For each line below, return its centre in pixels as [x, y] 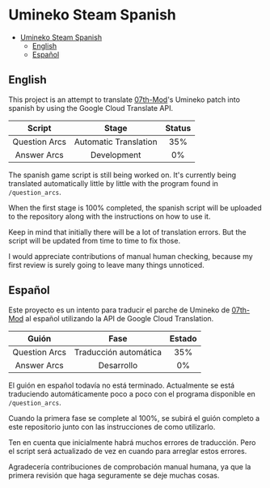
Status [178, 128]
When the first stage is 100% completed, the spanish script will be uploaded [135, 207]
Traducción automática [118, 352]
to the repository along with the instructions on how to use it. [110, 216]
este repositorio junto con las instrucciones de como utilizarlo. [112, 426]
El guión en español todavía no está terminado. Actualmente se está [122, 385]
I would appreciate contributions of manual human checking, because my [131, 256]
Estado [183, 338]
